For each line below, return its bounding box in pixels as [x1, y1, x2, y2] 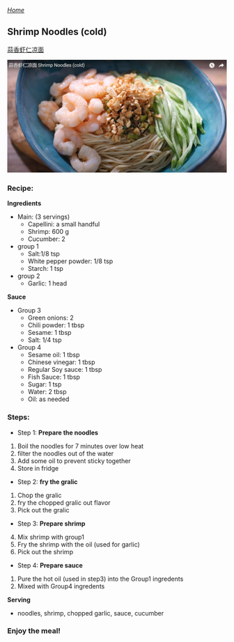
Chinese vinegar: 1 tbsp [27, 358, 95, 366]
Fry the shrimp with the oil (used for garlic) [17, 540, 141, 549]
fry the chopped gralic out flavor [17, 498, 111, 507]
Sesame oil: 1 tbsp [27, 351, 80, 359]
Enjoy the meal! [7, 626, 61, 636]
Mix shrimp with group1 [17, 533, 85, 541]
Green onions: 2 [27, 313, 75, 322]
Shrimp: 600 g [27, 228, 70, 236]
